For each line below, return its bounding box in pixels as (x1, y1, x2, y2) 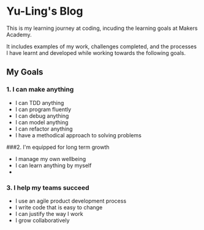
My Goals (6, 67, 43, 77)
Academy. (6, 31, 32, 38)
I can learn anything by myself (15, 162, 92, 169)
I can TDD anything (15, 99, 64, 106)
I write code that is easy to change (15, 203, 103, 211)
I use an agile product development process (15, 197, 127, 204)
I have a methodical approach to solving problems (15, 131, 142, 138)
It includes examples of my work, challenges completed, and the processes (6, 43, 197, 50)
